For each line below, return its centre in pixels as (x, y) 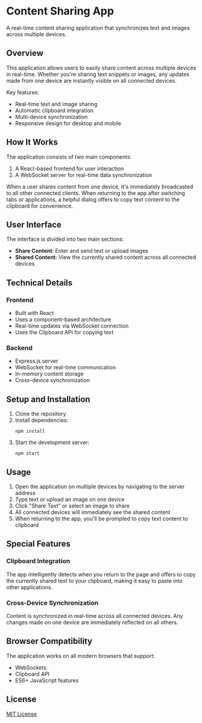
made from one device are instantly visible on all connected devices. (91, 80)
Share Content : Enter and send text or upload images (82, 251)
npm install (30, 432)
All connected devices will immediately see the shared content (93, 512)
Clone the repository (40, 414)
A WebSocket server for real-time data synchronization (84, 175)
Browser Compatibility (49, 641)
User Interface (34, 225)
